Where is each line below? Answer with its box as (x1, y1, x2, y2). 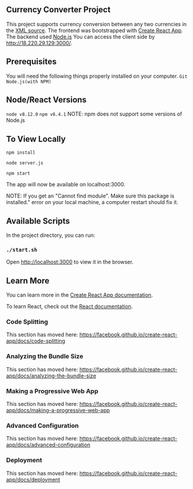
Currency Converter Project (6, 5, 111, 15)
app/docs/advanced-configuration (6, 442, 91, 449)
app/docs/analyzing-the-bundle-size (6, 372, 96, 379)
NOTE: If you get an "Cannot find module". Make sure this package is (6, 192, 175, 199)
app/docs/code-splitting (6, 338, 66, 345)
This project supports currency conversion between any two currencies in (6, 20, 187, 27)
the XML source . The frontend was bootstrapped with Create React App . (6, 27, 184, 34)
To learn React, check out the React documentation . (6, 303, 133, 310)
